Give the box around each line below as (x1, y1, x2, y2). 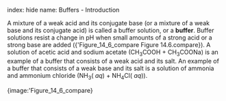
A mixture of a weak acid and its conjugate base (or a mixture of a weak (7, 19, 210, 27)
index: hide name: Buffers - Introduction (7, 6, 120, 14)
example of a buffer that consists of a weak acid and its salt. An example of (7, 57, 219, 65)
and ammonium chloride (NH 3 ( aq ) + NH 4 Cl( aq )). (7, 71, 148, 81)
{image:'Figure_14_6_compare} (7, 86, 94, 94)
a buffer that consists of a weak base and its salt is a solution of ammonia (7, 64, 214, 72)
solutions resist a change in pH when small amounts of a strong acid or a (7, 33, 212, 42)
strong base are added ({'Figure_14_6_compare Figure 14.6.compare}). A (7, 41, 211, 48)
